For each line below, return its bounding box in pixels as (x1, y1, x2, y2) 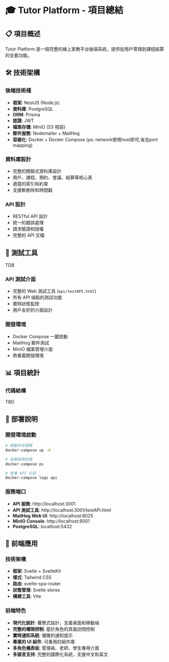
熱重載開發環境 (12, 352, 44, 359)
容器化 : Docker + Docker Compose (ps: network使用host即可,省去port (12, 136, 158, 142)
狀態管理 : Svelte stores (12, 587, 61, 593)
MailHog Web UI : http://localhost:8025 (12, 513, 93, 519)
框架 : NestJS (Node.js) (12, 99, 60, 106)
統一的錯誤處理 (12, 220, 44, 226)
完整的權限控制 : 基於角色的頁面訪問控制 (12, 626, 95, 632)
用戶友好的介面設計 (12, 307, 53, 313)
